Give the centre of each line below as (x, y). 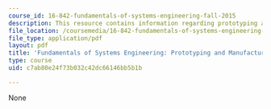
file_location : (34, 30)
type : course (30, 61)
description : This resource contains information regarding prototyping (133, 23)
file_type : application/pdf (56, 38)
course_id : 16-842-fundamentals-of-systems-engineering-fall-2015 (122, 16)
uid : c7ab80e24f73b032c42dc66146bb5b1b (75, 68)
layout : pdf (28, 46)
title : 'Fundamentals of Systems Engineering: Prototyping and (117, 53)
